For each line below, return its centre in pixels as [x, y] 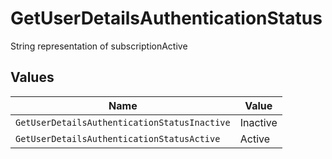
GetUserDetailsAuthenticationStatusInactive [123, 122]
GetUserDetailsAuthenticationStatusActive [118, 138]
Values [32, 77]
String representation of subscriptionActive [99, 46]
